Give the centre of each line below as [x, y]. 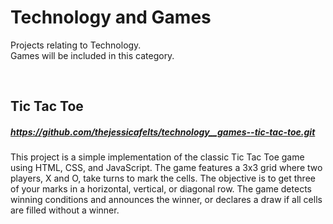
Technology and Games [111, 17]
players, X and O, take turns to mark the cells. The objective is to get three [163, 178]
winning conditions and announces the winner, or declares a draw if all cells [166, 200]
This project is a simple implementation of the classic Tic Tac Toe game [157, 157]
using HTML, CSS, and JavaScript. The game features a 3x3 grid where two [166, 168]
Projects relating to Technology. [76, 45]
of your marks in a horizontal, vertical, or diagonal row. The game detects [161, 189]
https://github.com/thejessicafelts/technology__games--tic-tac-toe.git [163, 132]
